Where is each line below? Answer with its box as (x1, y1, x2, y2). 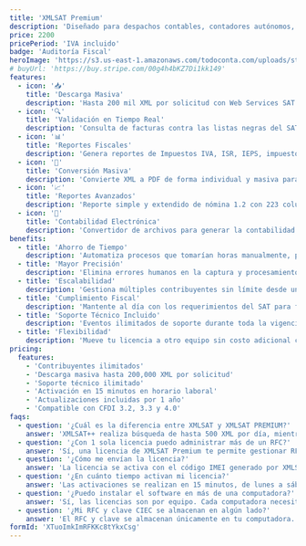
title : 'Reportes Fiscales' (25, 141, 132, 150)
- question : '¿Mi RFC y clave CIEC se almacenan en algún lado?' (17, 506, 271, 515)
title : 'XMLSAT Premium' (9, 13, 104, 23)
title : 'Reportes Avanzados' (25, 192, 137, 201)
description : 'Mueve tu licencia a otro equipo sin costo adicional (25, 336, 291, 345)
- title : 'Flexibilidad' (17, 328, 112, 337)
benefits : (9, 234, 47, 243)
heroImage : (9, 56, 51, 65)
